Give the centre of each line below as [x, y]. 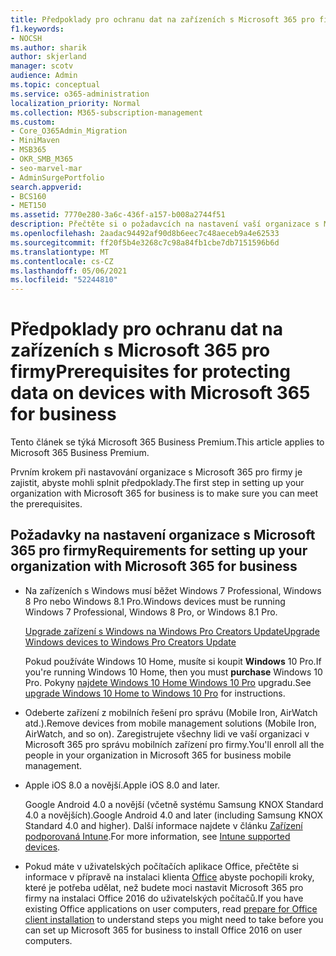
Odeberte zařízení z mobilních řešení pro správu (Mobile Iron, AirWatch [171, 712]
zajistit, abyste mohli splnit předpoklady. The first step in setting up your [157, 483]
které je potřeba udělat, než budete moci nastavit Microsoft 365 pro [164, 887]
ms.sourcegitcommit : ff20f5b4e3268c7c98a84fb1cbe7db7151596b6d [145, 242]
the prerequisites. [46, 504]
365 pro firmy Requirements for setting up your [159, 551]
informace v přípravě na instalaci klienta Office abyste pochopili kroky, [169, 877]
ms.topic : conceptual [55, 85]
